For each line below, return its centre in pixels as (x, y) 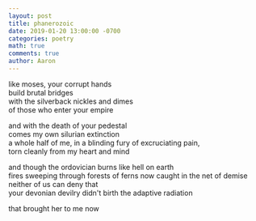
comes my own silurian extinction (64, 134)
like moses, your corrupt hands (60, 84)
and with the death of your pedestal (68, 125)
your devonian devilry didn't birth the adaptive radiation (101, 193)
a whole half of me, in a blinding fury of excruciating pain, (104, 142)
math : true (27, 46)
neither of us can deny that (53, 184)
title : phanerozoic (41, 23)
